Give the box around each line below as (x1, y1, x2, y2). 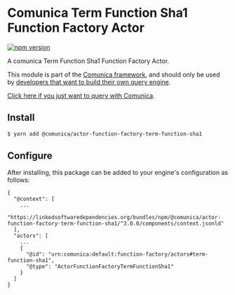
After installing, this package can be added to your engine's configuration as (7, 169, 229, 177)
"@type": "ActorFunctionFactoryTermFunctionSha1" (25, 263, 174, 270)
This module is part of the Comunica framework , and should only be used (7, 70, 220, 79)
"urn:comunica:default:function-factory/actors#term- (48, 251, 209, 258)
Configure (7, 150, 53, 162)
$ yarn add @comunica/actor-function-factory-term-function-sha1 (7, 130, 202, 138)
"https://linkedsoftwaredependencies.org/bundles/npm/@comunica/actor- (7, 214, 221, 221)
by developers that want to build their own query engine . (7, 77, 171, 86)
